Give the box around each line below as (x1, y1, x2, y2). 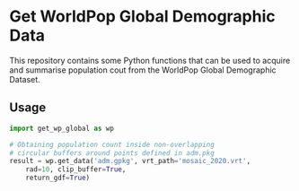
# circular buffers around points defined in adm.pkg (9, 148, 215, 158)
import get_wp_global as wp (9, 124, 115, 133)
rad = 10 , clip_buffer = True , (25, 165, 127, 174)
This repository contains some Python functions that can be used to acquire (9, 55, 291, 65)
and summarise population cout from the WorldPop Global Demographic (9, 65, 277, 75)
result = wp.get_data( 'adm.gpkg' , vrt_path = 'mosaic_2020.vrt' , (9, 157, 251, 166)
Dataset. (9, 74, 40, 84)
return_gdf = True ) (25, 173, 91, 183)
